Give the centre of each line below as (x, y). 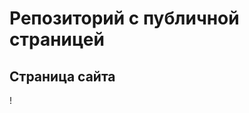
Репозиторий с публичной (124, 18)
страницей (57, 39)
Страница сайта (62, 76)
